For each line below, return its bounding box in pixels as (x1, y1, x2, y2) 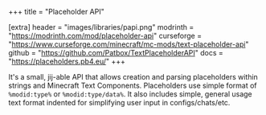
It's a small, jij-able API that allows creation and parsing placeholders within (8, 72, 259, 81)
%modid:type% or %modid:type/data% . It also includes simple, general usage (8, 89, 253, 99)
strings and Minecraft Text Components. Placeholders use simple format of (8, 80, 257, 90)
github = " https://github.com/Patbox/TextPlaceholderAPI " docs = (8, 48, 223, 57)
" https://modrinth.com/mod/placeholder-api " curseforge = (8, 31, 203, 40)
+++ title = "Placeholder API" (8, 7, 104, 16)
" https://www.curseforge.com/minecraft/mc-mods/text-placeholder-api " (8, 39, 249, 49)
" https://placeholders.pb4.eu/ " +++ (8, 56, 126, 66)
